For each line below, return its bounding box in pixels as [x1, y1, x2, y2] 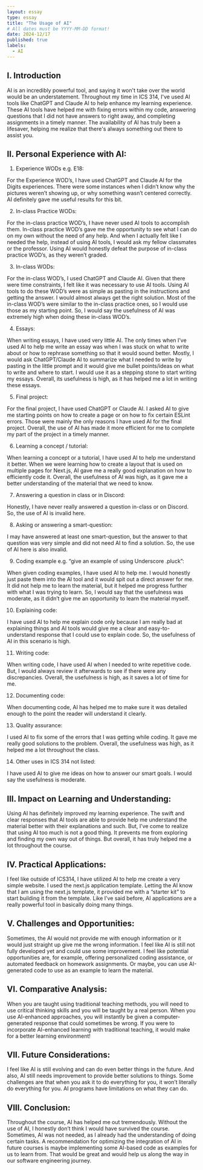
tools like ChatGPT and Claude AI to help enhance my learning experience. [7, 99, 193, 106]
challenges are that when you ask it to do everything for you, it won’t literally [7, 1079, 197, 1086]
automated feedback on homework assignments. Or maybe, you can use [7, 960, 188, 967]
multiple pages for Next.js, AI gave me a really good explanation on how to [7, 467, 192, 474]
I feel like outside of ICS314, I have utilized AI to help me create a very [7, 875, 181, 882]
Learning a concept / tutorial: [15, 442, 88, 450]
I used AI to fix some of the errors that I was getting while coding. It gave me [7, 733, 197, 741]
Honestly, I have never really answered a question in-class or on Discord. [7, 503, 189, 510]
